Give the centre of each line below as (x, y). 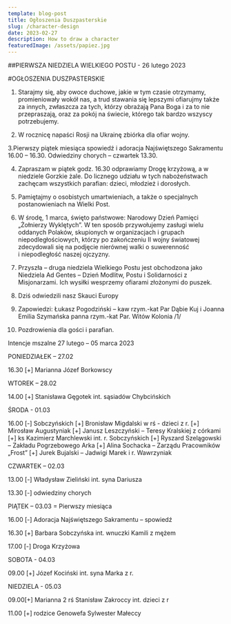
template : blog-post (38, 13)
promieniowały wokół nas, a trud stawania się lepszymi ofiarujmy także (119, 99)
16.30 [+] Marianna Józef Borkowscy (60, 370)
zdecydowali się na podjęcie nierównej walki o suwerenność (103, 247)
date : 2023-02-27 (33, 33)
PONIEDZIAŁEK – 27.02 (41, 357)
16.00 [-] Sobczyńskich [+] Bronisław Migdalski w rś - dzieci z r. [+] (103, 423)
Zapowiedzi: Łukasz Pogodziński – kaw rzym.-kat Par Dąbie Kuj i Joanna (121, 309)
